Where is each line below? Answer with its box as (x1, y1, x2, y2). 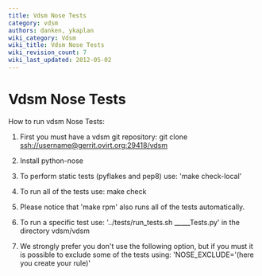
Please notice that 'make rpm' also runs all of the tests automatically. (19, 202, 245, 212)
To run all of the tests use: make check (19, 186, 147, 196)
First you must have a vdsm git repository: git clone (19, 132, 188, 142)
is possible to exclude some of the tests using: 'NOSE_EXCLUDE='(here (19, 250, 254, 259)
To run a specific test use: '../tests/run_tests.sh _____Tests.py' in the (19, 217, 241, 227)
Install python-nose (19, 156, 83, 165)
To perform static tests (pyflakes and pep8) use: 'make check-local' (19, 171, 242, 181)
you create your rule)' (19, 258, 91, 267)
